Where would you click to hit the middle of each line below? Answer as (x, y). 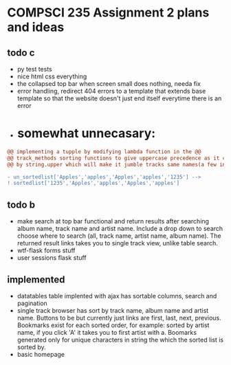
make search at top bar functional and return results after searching (113, 221)
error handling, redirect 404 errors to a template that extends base (111, 91)
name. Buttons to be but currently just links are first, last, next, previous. (119, 318)
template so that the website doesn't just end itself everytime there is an (119, 98)
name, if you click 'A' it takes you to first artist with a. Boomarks (107, 332)
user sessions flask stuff (52, 258)
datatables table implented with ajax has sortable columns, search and (117, 296)
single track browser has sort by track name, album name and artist (113, 310)
